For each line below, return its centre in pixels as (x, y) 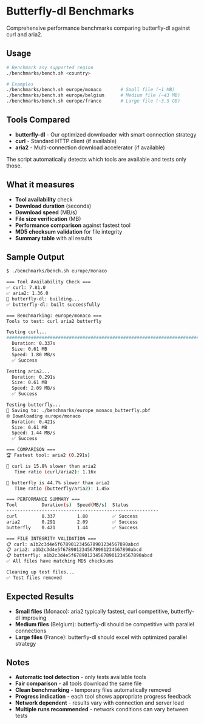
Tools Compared (38, 120)
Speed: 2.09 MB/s (34, 388)
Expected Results (40, 597)
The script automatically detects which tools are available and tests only (97, 159)
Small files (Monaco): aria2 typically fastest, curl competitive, (92, 611)
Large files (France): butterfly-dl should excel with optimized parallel (101, 637)
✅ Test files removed (34, 578)
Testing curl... (27, 332)
